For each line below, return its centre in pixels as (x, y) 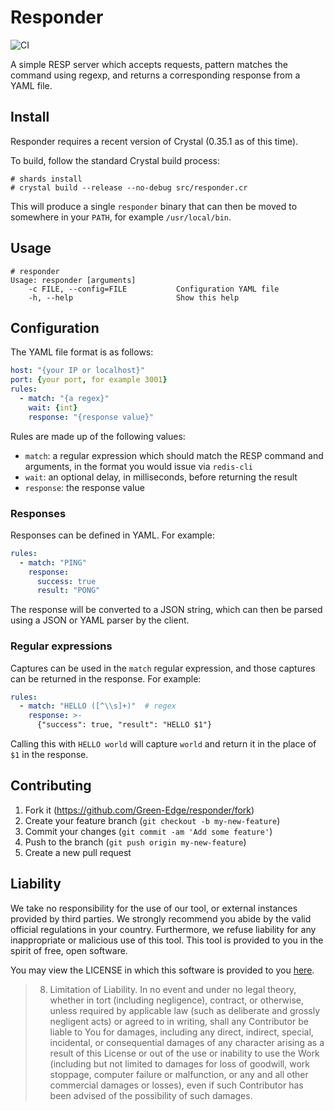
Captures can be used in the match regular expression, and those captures (163, 668)
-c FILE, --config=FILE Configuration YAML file (154, 289)
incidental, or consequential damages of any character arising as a (187, 1042)
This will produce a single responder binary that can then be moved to (154, 206)
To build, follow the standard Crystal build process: (115, 160)
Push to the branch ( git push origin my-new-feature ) (135, 842)
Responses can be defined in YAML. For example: (112, 535)
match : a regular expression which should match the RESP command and (174, 455)
